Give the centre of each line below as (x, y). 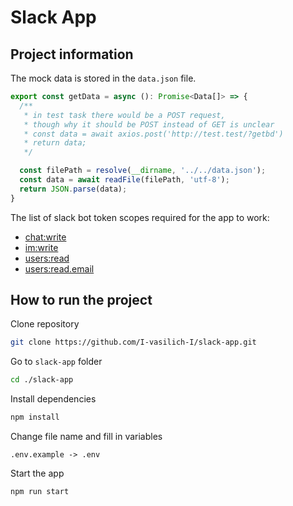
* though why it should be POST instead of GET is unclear (149, 124)
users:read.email (59, 268)
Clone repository (45, 324)
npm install (35, 417)
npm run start (40, 492)
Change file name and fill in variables (86, 437)
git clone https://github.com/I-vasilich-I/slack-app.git (133, 342)
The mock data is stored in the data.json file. (103, 78)
